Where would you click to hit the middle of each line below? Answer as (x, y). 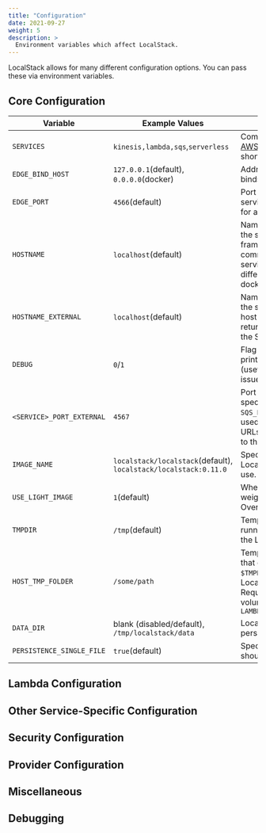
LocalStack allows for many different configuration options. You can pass (127, 67)
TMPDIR (25, 529)
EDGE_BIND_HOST (41, 174)
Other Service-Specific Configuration (103, 711)
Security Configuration (66, 738)
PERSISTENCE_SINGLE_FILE (59, 650)
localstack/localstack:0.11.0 (170, 469)
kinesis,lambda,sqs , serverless (171, 146)
